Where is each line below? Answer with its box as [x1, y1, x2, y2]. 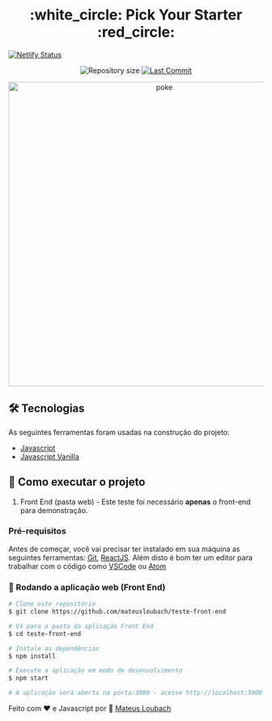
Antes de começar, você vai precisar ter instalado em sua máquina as [8, 544, 240, 554]
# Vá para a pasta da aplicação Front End [8, 622, 154, 630]
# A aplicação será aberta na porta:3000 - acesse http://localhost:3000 [8, 689, 263, 697]
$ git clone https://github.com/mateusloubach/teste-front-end [8, 607, 227, 616]
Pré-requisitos [8, 525, 66, 537]
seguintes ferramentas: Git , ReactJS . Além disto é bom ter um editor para [8, 552, 253, 562]
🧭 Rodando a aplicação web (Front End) [8, 581, 166, 593]
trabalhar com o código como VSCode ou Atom [8, 561, 167, 571]
